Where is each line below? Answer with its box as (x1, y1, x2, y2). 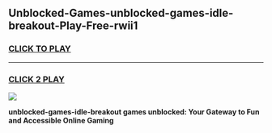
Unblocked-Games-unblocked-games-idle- (8, 6, 234, 20)
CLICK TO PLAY (8, 44, 71, 55)
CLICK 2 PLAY (8, 73, 65, 85)
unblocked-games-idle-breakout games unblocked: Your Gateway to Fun (8, 106, 260, 116)
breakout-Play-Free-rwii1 (8, 19, 138, 33)
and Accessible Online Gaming (8, 115, 114, 125)
